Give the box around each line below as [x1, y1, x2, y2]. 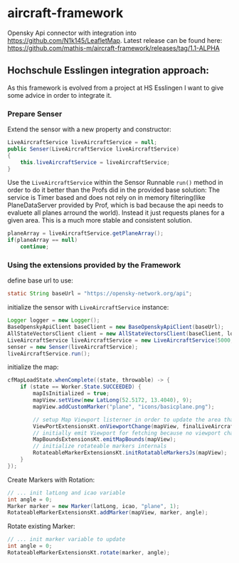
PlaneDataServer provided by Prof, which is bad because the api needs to [7, 201, 224, 210]
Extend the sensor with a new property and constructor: [7, 125, 172, 133]
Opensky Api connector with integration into [7, 29, 137, 37]
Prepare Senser [7, 108, 63, 118]
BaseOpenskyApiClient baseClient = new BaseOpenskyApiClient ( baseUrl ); [7, 323, 224, 331]
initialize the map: [7, 362, 59, 372]
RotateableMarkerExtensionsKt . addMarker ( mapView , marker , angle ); [7, 509, 208, 517]
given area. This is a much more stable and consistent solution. [7, 216, 193, 225]
